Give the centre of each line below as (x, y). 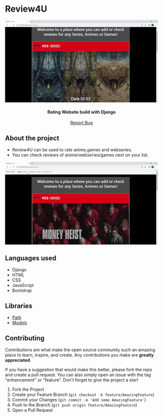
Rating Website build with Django (81, 112)
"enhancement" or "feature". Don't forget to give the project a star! (72, 380)
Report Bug (81, 123)
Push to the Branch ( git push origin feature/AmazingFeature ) (74, 405)
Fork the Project (28, 389)
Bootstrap (22, 290)
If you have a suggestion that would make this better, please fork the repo (79, 370)
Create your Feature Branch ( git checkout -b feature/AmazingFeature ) (83, 395)
